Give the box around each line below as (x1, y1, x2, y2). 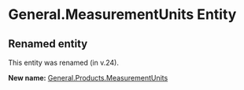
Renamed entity (8, 37, 88, 51)
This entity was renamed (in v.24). (8, 58, 120, 67)
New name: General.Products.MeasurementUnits (8, 73, 168, 82)
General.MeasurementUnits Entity (8, 6, 237, 24)
